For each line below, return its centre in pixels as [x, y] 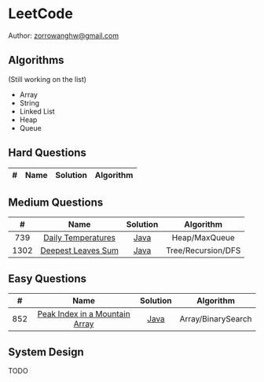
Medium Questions [56, 202]
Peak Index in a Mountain [84, 314]
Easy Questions [48, 278]
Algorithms [36, 60]
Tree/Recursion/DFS [203, 250]
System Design [46, 352]
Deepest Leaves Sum [80, 250]
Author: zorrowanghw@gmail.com [64, 35]
